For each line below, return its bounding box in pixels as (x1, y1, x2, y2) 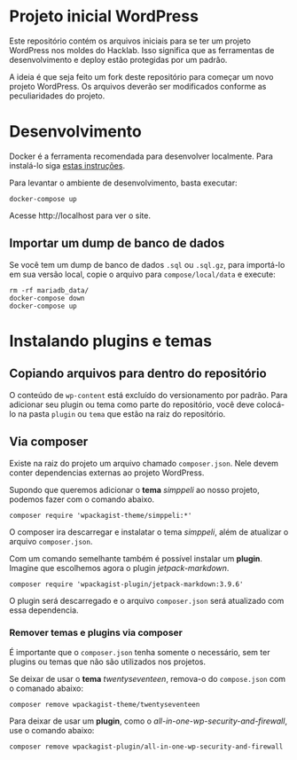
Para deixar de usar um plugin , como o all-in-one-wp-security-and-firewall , (9, 716, 288, 726)
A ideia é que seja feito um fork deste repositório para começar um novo (9, 71, 274, 82)
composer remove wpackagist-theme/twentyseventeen (9, 700, 200, 709)
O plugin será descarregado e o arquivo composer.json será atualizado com (9, 595, 285, 606)
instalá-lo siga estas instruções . (9, 160, 126, 170)
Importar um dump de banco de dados (9, 236, 225, 251)
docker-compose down (9, 294, 86, 302)
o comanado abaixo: (9, 683, 84, 693)
